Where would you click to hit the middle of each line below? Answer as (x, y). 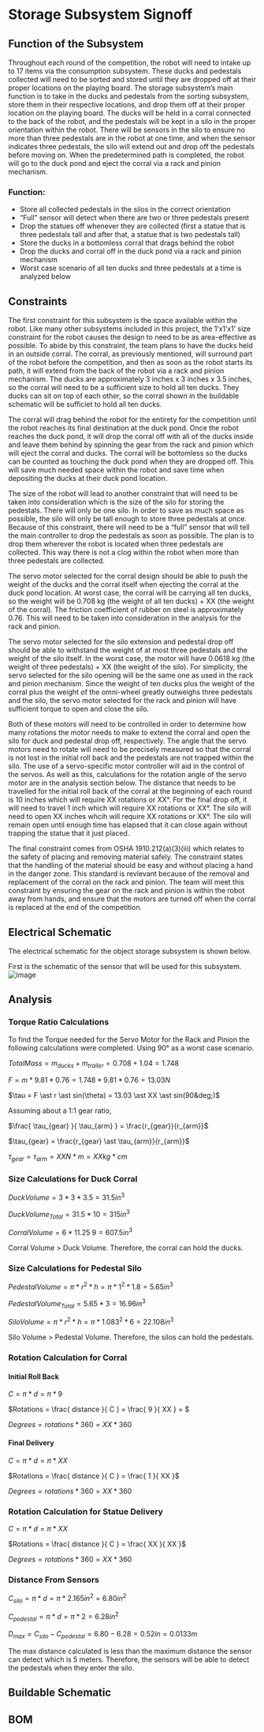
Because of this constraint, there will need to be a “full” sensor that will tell (129, 528)
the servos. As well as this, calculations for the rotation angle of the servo (127, 775)
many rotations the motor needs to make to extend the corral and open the (129, 733)
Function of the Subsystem (76, 44)
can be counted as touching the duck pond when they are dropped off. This (131, 462)
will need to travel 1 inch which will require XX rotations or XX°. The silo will (130, 808)
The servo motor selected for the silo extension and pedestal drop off (121, 642)
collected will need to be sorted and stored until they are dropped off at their (132, 79)
